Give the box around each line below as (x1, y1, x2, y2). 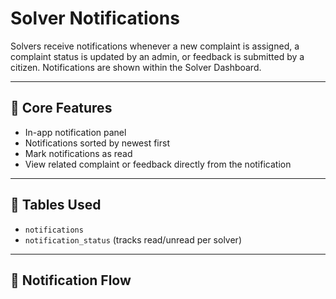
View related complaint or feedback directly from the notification (24, 158, 292, 170)
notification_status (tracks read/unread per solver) (24, 233, 242, 246)
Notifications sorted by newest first (24, 137, 171, 149)
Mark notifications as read (24, 147, 133, 159)
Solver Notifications (10, 7, 180, 30)
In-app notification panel (24, 126, 127, 138)
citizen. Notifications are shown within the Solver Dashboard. (10, 61, 262, 73)
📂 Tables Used (10, 197, 102, 214)
